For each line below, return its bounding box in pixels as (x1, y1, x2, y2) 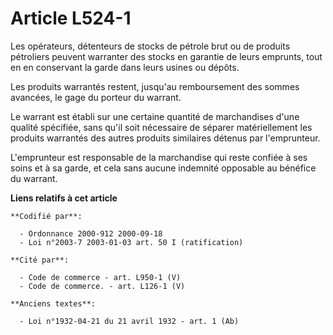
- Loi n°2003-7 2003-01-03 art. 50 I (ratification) (19, 237, 244, 247)
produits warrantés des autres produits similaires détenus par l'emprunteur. (10, 132, 321, 144)
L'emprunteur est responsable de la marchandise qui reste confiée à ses (10, 151, 308, 163)
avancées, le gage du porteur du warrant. (10, 91, 182, 103)
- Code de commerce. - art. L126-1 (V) (19, 281, 186, 291)
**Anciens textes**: (10, 298, 97, 309)
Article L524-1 (10, 7, 132, 30)
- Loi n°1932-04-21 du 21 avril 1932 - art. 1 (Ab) (19, 316, 240, 326)
